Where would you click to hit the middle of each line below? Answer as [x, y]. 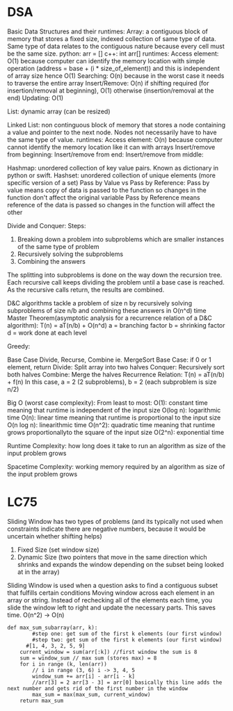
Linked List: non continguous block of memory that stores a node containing [116, 125]
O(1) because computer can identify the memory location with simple [106, 61]
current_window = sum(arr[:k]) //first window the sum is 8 [109, 652]
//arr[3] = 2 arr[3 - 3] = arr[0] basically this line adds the [127, 682]
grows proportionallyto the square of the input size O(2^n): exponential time [116, 432]
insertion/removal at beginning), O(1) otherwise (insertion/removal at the [111, 90]
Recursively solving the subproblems [70, 254]
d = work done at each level [47, 333]
